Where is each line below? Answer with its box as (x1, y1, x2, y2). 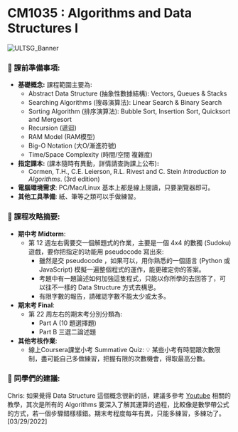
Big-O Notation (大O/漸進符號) (28, 141, 117, 150)
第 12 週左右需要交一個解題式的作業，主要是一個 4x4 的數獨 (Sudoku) (28, 238, 232, 247)
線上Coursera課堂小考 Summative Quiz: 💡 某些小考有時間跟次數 (28, 345, 215, 354)
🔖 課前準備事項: (7, 63, 60, 73)
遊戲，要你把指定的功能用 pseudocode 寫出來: (28, 247, 164, 256)
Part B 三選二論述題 (38, 327, 97, 336)
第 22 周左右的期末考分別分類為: (28, 309, 123, 318)
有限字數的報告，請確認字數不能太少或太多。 (38, 292, 171, 300)
